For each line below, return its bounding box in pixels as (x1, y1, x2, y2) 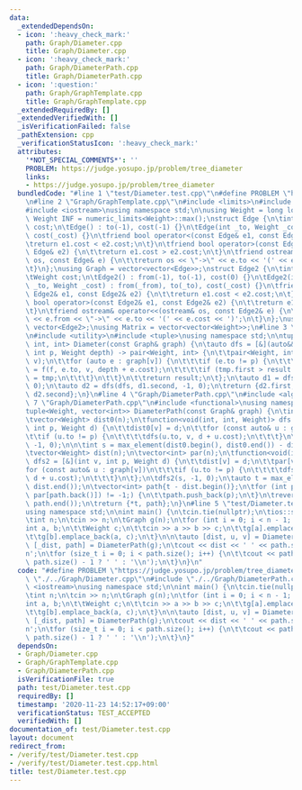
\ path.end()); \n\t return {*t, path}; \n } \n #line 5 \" (25, 499, 231, 508)
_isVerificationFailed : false (17, 123, 130, 132)
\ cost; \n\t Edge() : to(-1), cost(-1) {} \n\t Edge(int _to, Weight (25, 222, 280, 232)
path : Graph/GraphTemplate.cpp (25, 88, 143, 97)
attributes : (17, 147, 63, 156)
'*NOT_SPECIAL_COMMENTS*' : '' (25, 155, 139, 165)
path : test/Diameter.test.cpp (17, 683, 130, 692)
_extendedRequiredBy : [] (17, 105, 111, 114)
